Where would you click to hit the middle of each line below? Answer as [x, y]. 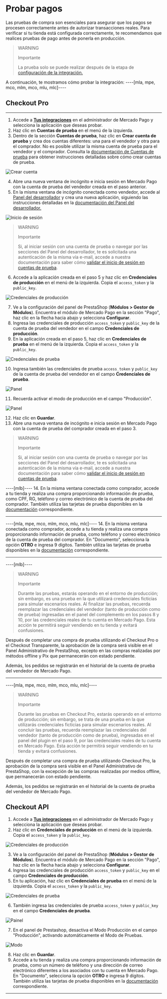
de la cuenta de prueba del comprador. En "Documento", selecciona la [78, 539]
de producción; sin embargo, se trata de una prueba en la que [81, 719]
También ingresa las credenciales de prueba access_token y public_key [85, 905]
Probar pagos [34, 9]
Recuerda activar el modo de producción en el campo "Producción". [83, 398]
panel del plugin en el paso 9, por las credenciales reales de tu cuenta [89, 740]
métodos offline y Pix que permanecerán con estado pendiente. [71, 656]
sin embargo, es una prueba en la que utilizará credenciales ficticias [87, 598]
